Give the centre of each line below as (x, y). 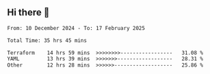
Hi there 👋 (28, 13)
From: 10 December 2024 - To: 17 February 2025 (76, 28)
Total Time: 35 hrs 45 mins (47, 40)
